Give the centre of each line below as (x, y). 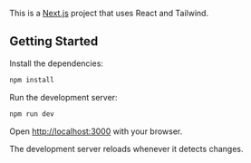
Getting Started (54, 41)
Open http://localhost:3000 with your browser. (96, 131)
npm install (32, 80)
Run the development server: (63, 97)
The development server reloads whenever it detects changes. (126, 149)
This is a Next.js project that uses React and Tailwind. (109, 13)
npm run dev (32, 114)
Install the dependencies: (57, 63)
